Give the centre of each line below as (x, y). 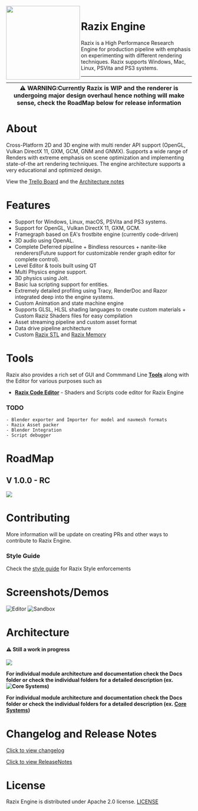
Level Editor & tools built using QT (56, 265)
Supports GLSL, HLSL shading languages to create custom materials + (100, 309)
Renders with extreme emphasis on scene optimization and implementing (95, 157)
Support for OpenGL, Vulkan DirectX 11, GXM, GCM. (77, 228)
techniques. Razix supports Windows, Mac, (133, 61)
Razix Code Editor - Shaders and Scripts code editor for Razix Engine (99, 392)
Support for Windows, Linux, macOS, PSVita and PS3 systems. (91, 221)
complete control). (37, 259)
